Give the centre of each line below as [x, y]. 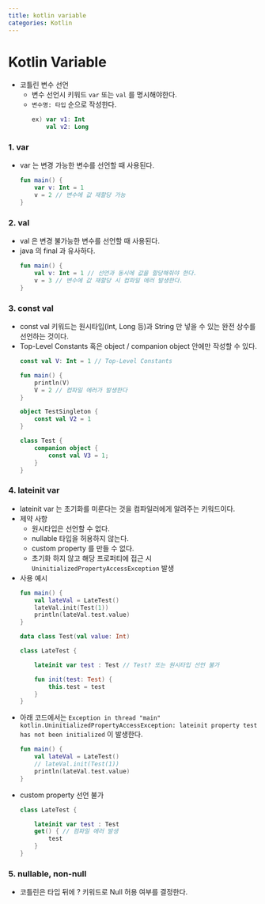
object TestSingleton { [59, 412]
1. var [19, 147]
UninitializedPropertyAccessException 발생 [103, 568]
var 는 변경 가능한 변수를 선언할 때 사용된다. [87, 165]
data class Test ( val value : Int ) [75, 637]
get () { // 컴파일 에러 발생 [76, 831]
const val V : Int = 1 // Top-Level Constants [96, 361]
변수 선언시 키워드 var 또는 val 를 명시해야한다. [104, 95]
